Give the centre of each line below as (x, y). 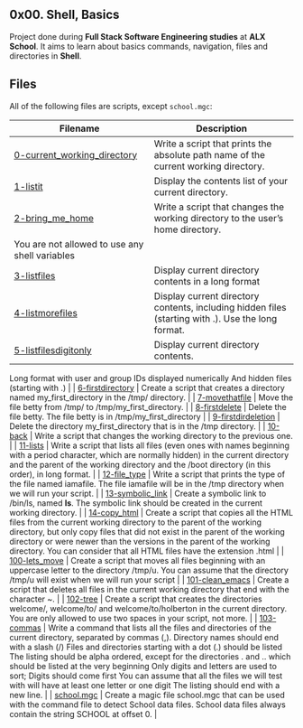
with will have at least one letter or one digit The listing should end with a (145, 685)
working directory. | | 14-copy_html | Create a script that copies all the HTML (151, 512)
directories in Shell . (46, 56)
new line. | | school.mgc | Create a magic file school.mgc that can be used (147, 695)
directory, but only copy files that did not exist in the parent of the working (147, 531)
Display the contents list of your (221, 181)
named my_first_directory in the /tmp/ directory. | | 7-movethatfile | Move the (151, 397)
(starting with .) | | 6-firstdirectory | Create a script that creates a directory (147, 387)
